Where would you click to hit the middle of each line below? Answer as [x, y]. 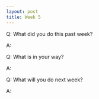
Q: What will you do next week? [44, 80]
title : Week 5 [24, 17]
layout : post [22, 11]
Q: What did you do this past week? [49, 34]
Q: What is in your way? [35, 57]
